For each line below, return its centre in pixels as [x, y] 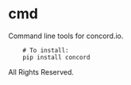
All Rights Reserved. [41, 71]
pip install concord [56, 57]
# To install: [46, 50]
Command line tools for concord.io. [66, 36]
